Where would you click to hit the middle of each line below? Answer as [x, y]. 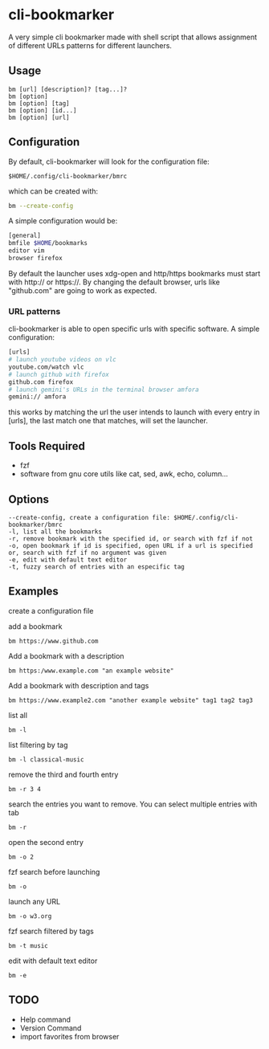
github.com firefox [41, 382]
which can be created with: [53, 191]
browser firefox [35, 259]
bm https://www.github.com [53, 641]
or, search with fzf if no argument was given [88, 553]
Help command [45, 1019]
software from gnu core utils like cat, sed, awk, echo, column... [124, 474]
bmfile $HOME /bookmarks [48, 243]
